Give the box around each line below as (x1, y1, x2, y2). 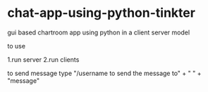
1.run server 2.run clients (7, 55, 80, 64)
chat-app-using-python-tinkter (7, 5, 196, 21)
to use (7, 41, 26, 50)
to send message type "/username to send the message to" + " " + (7, 69, 202, 77)
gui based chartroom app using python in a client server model (7, 28, 190, 37)
